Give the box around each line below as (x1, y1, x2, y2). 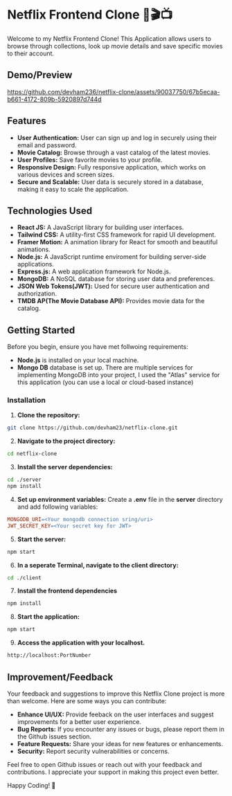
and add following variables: (17, 503, 98, 511)
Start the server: (17, 535, 66, 543)
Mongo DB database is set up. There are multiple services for (17, 363, 193, 372)
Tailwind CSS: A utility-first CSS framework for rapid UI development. (17, 230, 216, 239)
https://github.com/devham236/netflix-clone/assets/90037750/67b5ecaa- (7, 87, 220, 96)
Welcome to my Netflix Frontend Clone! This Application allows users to (7, 34, 211, 43)
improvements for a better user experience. (17, 717, 142, 725)
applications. (17, 260, 54, 269)
